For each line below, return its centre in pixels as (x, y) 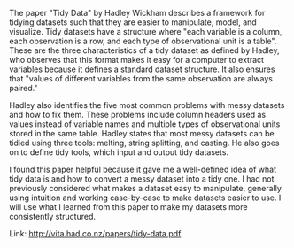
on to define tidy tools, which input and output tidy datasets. (119, 152)
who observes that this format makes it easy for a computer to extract (136, 60)
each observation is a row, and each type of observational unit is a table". (143, 41)
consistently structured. (52, 217)
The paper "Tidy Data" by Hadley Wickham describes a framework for (137, 13)
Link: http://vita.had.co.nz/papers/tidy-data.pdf (95, 233)
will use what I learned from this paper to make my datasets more (128, 207)
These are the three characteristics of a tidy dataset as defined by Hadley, (145, 50)
